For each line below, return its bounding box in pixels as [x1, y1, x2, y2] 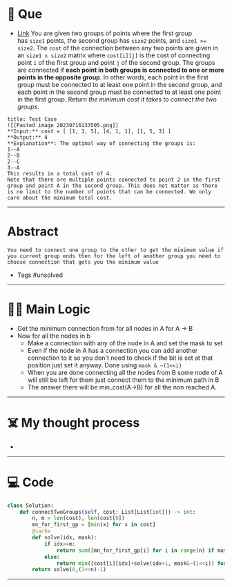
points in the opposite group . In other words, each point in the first [17, 73, 209, 81]
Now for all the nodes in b [17, 331, 91, 340]
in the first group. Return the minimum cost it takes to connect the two [17, 95, 217, 103]
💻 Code [7, 474, 54, 490]
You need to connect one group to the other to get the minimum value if [7, 247, 224, 253]
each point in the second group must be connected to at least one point [17, 88, 222, 96]
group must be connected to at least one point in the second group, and [17, 80, 222, 88]
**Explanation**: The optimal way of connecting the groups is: [7, 139, 196, 147]
